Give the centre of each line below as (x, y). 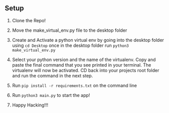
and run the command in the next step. (52, 76)
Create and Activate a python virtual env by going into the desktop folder (88, 40)
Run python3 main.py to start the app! (51, 95)
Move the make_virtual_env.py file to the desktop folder (70, 30)
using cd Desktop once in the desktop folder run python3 (71, 45)
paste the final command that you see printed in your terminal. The (81, 65)
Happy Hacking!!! (30, 105)
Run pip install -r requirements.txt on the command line (74, 85)
